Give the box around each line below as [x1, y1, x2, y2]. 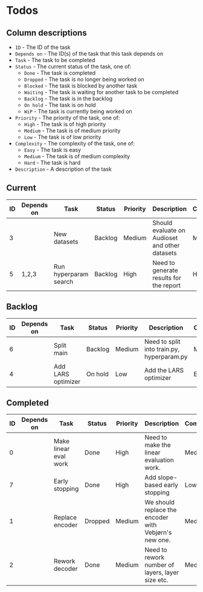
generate [152, 266, 178, 275]
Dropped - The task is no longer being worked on [24, 76, 145, 83]
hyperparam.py [144, 352, 188, 361]
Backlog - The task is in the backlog [24, 95, 113, 102]
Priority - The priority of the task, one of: [14, 114, 120, 121]
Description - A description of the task [14, 165, 112, 173]
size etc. [144, 576, 169, 584]
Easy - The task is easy [24, 146, 82, 153]
